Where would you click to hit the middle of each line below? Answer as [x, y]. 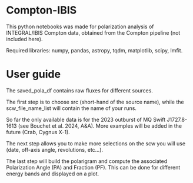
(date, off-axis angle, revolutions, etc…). [55, 149]
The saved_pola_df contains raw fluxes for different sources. [79, 90]
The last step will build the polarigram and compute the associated [87, 161]
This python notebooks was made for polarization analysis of [80, 26]
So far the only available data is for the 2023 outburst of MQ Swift [86, 119]
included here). [24, 39]
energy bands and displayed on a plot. [53, 174]
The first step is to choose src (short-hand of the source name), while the [95, 102]
